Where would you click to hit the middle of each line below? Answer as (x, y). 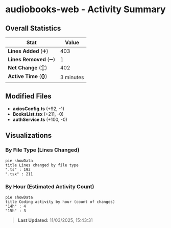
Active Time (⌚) (28, 76)
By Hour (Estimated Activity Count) (50, 187)
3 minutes (72, 77)
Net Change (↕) (28, 68)
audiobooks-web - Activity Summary (86, 9)
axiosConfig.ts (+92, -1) (39, 109)
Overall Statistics (33, 28)
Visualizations (29, 135)
